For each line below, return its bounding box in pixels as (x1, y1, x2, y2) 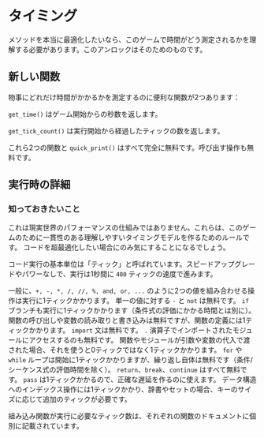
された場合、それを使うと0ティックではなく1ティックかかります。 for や (8, 345, 243, 355)
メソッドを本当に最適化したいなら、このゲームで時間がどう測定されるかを (8, 35, 250, 44)
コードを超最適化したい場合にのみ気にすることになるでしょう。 (23, 242, 230, 253)
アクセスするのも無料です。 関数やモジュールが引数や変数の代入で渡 (28, 335, 251, 345)
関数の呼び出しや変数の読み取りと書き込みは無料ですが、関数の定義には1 (8, 316, 246, 325)
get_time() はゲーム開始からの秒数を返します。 (8, 109, 162, 118)
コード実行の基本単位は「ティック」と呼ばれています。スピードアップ (8, 260, 235, 269)
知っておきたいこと (8, 204, 80, 215)
